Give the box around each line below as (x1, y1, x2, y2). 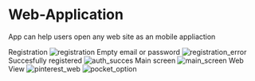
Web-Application (8, 6, 124, 24)
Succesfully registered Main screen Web (8, 56, 245, 65)
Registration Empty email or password (8, 47, 181, 56)
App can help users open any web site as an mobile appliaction (8, 32, 216, 41)
